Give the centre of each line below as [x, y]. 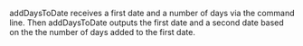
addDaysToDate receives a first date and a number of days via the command [152, 13]
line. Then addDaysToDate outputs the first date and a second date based [147, 23]
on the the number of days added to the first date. [103, 32]
